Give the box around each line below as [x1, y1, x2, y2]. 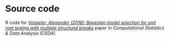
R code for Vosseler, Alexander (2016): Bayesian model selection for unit [5, 19, 156, 25]
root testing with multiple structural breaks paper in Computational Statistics [5, 24, 164, 30]
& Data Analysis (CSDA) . [5, 30, 57, 36]
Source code [5, 3, 60, 14]
